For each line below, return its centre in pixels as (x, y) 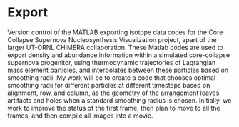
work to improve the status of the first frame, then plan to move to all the (114, 108)
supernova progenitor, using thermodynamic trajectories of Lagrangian (112, 62)
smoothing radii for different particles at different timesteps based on (109, 85)
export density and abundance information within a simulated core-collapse (119, 55)
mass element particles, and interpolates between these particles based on (118, 70)
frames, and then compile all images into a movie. (80, 116)
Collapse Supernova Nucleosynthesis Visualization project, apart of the (112, 39)
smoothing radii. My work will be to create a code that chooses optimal (112, 77)
